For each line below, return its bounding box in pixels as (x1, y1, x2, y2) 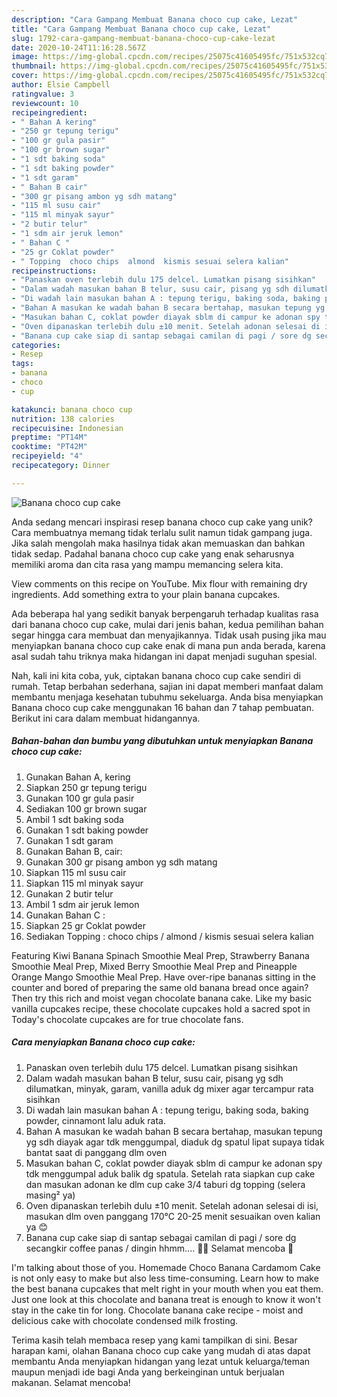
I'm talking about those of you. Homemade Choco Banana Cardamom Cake (11, 1261, 321, 1273)
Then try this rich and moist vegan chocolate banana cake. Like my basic (11, 992, 313, 1004)
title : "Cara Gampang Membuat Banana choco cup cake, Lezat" (11, 24, 272, 34)
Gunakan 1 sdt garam (25, 834, 114, 846)
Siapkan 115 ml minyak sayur (25, 877, 144, 889)
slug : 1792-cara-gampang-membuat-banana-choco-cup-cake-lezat (11, 33, 276, 43)
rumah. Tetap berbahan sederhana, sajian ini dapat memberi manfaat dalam (11, 680, 324, 692)
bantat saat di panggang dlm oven (25, 1146, 168, 1158)
